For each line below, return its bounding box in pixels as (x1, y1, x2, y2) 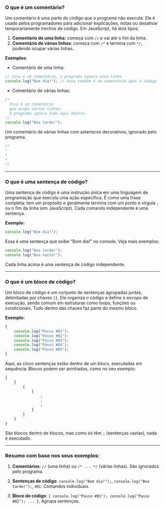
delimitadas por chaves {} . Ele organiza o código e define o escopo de (5, 294, 148, 300)
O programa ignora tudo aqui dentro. (9, 111, 87, 116)
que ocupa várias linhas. (9, 106, 63, 111)
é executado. (5, 435, 32, 441)
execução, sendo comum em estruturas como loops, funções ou (5, 300, 136, 306)
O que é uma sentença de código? (5, 178, 88, 185)
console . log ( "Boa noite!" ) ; (5, 253, 63, 257)
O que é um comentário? (5, 4, 65, 11)
